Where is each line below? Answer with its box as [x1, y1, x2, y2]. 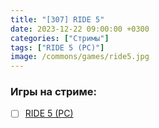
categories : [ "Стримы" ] [10, 33, 110, 43]
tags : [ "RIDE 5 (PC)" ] [10, 42, 105, 53]
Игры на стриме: [10, 85, 97, 99]
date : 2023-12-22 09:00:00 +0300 [10, 24, 150, 34]
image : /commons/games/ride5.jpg [10, 52, 150, 62]
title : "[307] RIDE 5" [10, 14, 105, 25]
